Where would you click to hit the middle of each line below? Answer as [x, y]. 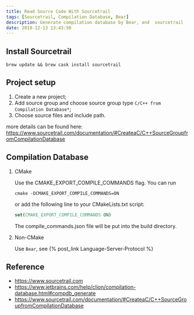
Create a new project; [40, 96]
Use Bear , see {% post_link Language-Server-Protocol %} [84, 249]
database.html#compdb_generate [55, 293]
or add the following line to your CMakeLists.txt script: [79, 204]
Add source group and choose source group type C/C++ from [88, 103]
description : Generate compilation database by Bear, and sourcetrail [95, 22]
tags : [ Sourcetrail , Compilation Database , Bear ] [68, 17]
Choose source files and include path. [60, 115]
